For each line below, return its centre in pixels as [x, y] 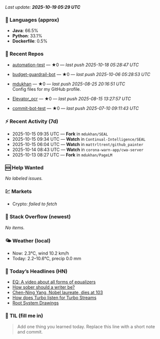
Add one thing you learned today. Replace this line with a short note [86, 326]
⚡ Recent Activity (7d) [32, 121]
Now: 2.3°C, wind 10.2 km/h [40, 253]
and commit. [30, 332]
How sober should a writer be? [43, 287]
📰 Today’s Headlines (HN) [36, 271]
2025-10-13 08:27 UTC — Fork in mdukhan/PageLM [62, 154]
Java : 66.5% [25, 31]
